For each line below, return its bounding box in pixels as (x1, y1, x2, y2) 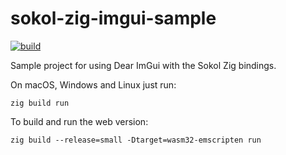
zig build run (10, 98, 70, 108)
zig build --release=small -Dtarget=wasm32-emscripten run (10, 135, 262, 145)
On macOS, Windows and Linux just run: (10, 78, 177, 91)
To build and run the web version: (10, 115, 149, 127)
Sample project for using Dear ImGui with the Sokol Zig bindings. (10, 59, 277, 71)
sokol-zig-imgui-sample (10, 7, 217, 30)
